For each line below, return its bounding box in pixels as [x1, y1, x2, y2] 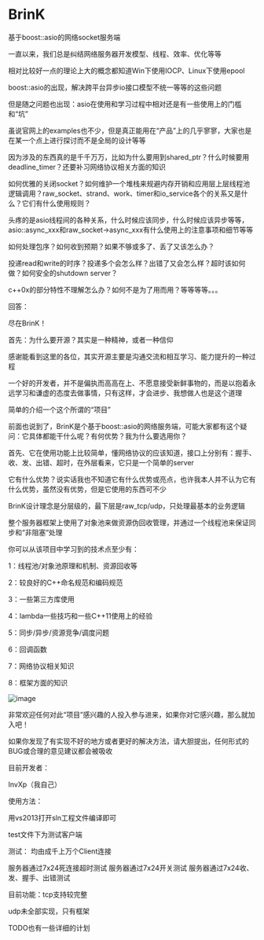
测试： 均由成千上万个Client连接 [8, 846, 112, 856]
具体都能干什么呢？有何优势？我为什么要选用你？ [28, 431, 187, 441]
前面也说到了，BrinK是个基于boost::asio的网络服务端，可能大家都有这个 [8, 421, 241, 431]
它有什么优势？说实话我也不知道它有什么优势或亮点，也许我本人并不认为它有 [8, 474, 256, 484]
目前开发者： [8, 762, 49, 772]
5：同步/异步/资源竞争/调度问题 [8, 627, 110, 637]
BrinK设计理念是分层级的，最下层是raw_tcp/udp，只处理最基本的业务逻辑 [8, 501, 246, 510]
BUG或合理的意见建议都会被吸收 [8, 746, 113, 755]
